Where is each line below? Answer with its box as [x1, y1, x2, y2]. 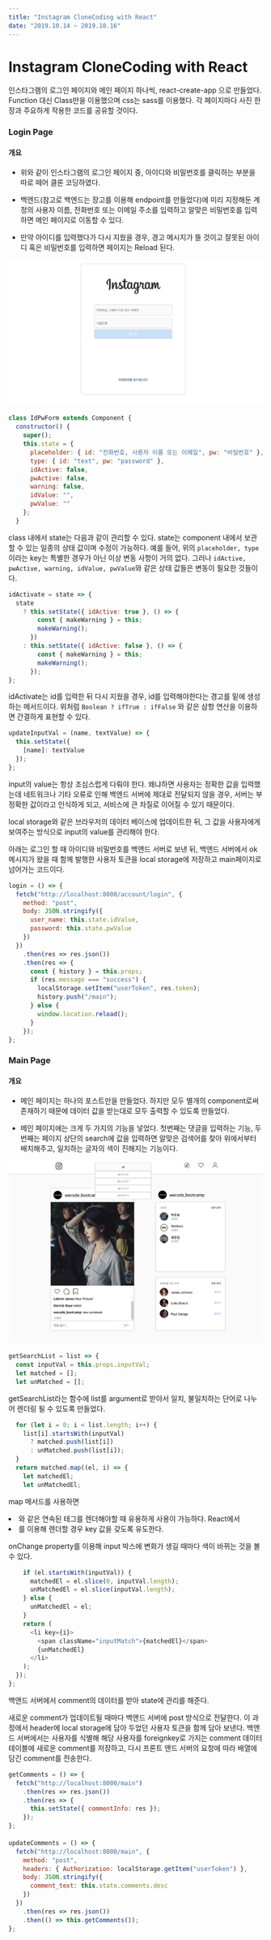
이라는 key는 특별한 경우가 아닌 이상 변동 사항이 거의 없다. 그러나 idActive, [8, 553, 247, 563]
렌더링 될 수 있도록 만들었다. [16, 1403, 106, 1413]
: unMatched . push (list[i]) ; [29, 1446, 125, 1455]
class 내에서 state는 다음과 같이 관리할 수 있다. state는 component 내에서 [8, 532, 243, 542]
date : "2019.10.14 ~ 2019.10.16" [8, 21, 121, 30]
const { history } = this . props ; [29, 967, 143, 976]
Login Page [8, 127, 54, 138]
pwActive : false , [29, 474, 89, 482]
